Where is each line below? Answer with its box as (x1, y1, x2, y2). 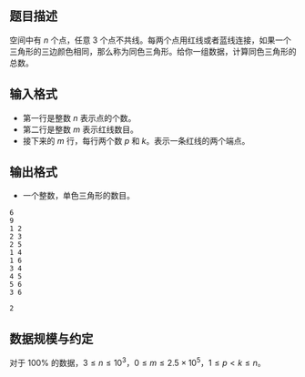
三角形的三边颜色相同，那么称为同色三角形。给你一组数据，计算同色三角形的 (9, 46, 297, 56)
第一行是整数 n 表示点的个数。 (22, 112, 137, 123)
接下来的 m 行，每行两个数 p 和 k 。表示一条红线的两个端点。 (22, 135, 250, 146)
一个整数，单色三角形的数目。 (22, 190, 135, 201)
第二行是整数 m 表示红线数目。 (22, 124, 138, 135)
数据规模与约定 (9, 331, 94, 346)
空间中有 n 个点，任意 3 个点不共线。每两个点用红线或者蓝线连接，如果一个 (9, 35, 291, 46)
